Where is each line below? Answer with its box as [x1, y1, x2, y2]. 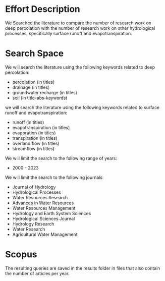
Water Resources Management [12, 205, 76, 211]
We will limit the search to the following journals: [5, 174, 104, 180]
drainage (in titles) [12, 84, 50, 90]
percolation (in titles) [12, 79, 55, 85]
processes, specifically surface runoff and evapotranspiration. [5, 30, 132, 36]
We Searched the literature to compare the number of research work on [5, 20, 152, 26]
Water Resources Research [12, 194, 68, 200]
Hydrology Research [12, 221, 55, 226]
